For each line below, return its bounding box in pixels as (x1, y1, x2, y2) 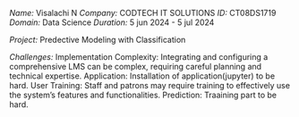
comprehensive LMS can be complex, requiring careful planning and (9, 62, 262, 71)
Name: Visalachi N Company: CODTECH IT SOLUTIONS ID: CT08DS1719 (9, 8, 277, 18)
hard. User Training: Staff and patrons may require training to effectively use (9, 80, 291, 90)
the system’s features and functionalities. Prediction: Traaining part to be (9, 89, 278, 100)
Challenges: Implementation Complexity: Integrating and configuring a (9, 52, 269, 62)
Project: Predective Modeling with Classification (9, 35, 186, 45)
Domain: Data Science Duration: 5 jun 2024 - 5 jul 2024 (9, 17, 215, 28)
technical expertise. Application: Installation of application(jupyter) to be (9, 71, 276, 81)
